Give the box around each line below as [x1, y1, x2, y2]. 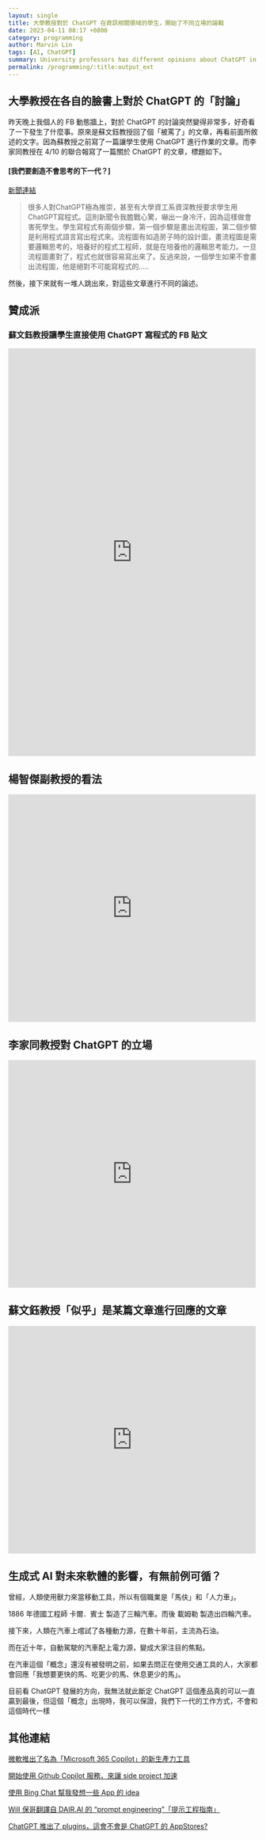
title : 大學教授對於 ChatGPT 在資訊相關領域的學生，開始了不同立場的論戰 [8, 19, 224, 27]
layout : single [8, 11, 59, 20]
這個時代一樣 [8, 1706, 50, 1715]
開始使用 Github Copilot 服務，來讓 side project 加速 [8, 1771, 178, 1780]
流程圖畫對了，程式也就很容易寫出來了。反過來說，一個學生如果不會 [27, 251, 250, 261]
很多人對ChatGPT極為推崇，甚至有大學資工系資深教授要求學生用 [27, 202, 238, 211]
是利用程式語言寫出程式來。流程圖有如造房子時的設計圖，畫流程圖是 [27, 231, 250, 242]
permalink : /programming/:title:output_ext [8, 63, 154, 71]
